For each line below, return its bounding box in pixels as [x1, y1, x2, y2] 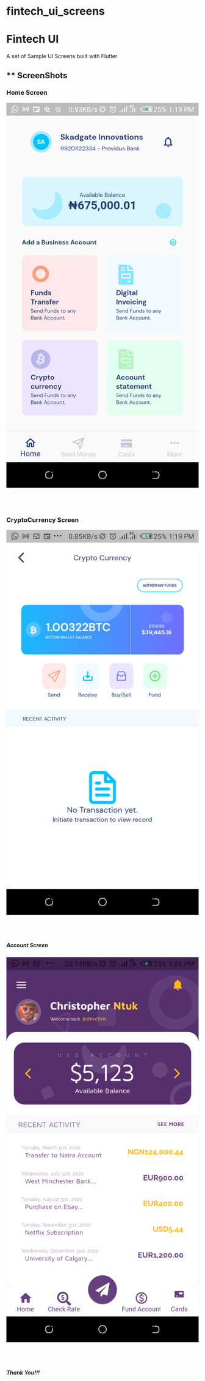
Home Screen [6, 89, 48, 97]
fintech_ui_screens [6, 4, 105, 18]
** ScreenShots [6, 70, 68, 81]
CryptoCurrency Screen [6, 515, 79, 524]
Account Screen [6, 941, 49, 948]
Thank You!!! [6, 1369, 40, 1376]
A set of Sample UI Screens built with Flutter [6, 53, 118, 60]
